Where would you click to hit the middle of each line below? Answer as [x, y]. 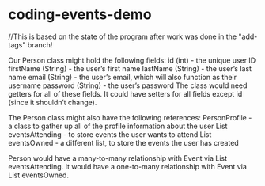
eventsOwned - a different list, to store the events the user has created [123, 142]
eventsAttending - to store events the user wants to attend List [110, 134]
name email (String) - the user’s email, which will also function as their [123, 77]
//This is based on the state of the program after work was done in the [123, 36]
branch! [40, 44]
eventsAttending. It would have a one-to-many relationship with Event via [127, 166]
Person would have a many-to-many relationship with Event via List [118, 158]
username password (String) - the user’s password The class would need [128, 85]
